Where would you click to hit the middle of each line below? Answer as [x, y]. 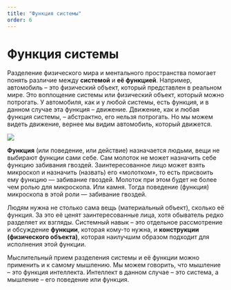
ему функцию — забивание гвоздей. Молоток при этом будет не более [112, 180]
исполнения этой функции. [47, 245]
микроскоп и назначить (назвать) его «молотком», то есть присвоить [110, 172]
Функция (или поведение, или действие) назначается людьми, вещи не [113, 151]
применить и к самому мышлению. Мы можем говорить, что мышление [114, 265]
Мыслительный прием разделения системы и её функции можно [103, 258]
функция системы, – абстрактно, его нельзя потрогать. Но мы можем [110, 117]
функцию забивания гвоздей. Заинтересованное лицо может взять [106, 165]
